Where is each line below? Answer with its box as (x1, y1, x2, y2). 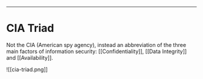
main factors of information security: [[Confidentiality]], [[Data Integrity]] (6, 48, 187, 55)
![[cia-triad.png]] (6, 66, 48, 73)
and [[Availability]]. (6, 54, 53, 61)
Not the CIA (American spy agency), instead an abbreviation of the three (6, 41, 186, 48)
